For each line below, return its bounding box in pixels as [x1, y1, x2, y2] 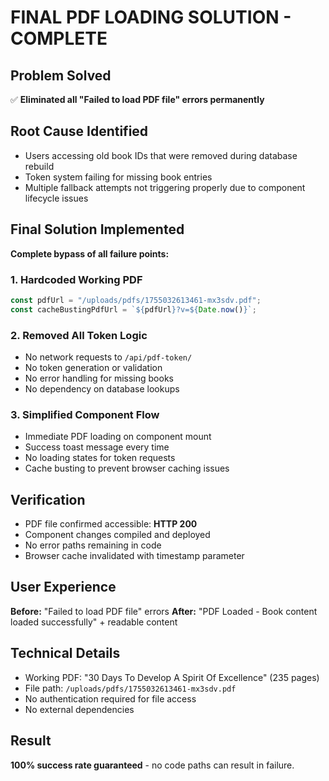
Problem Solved [10, 67, 112, 84]
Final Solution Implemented [10, 221, 185, 238]
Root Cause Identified [10, 123, 149, 140]
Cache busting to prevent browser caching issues [24, 462, 230, 475]
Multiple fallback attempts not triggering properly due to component [24, 181, 306, 193]
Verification [10, 491, 86, 508]
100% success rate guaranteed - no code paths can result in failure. [10, 759, 295, 771]
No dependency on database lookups [24, 382, 180, 395]
